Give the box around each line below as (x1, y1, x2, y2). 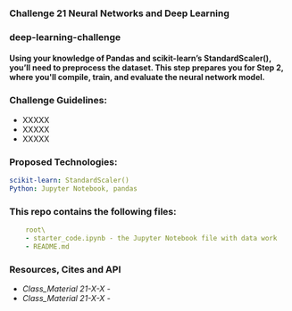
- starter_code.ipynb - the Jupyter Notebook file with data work (25, 233, 278, 242)
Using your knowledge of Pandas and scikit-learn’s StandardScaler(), (9, 53, 272, 64)
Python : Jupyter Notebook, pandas (9, 184, 138, 193)
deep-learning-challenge (9, 30, 121, 43)
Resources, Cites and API (9, 263, 121, 275)
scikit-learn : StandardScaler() (9, 176, 129, 185)
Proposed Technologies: (9, 155, 118, 168)
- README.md (25, 241, 70, 251)
